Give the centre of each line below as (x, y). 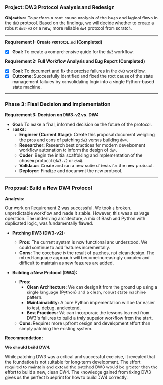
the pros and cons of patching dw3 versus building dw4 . (73, 140)
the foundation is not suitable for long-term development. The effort (73, 362)
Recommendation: (24, 338)
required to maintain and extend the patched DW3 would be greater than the (81, 367)
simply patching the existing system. (56, 329)
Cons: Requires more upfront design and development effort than (85, 323)
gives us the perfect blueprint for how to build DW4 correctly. (66, 377)
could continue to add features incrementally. (65, 248)
